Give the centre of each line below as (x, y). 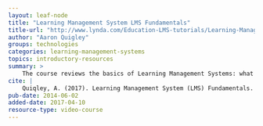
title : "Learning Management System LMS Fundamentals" (99, 23)
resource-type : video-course (56, 110)
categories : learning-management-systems (77, 52)
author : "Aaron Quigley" (49, 37)
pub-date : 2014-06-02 (43, 95)
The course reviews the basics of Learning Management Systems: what (138, 74)
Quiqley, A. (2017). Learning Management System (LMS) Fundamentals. (138, 88)
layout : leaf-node (38, 15)
